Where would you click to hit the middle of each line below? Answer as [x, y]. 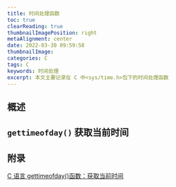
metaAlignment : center [40, 39]
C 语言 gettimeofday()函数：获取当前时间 [66, 175]
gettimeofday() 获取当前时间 [68, 132]
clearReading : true [35, 26]
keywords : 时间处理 [33, 71]
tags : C [18, 65]
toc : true [21, 20]
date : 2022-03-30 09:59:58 [46, 45]
